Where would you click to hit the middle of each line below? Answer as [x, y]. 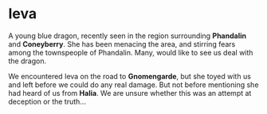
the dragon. [27, 61]
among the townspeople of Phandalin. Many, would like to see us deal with [131, 52]
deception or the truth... [47, 101]
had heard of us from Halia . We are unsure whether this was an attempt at [130, 93]
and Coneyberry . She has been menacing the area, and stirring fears [122, 44]
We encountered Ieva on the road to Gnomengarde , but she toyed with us [130, 76]
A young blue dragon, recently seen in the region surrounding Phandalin [128, 36]
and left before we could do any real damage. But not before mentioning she [133, 85]
